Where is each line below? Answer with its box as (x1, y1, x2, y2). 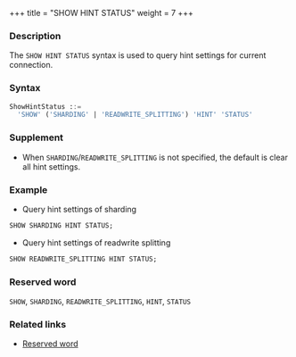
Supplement (9, 131, 64, 144)
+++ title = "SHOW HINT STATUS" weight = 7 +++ (9, 8, 194, 18)
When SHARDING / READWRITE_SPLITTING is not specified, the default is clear (21, 152, 288, 162)
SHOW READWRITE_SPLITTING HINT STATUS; (9, 254, 158, 263)
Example (9, 183, 48, 195)
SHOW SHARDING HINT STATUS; (9, 220, 114, 230)
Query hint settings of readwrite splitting (21, 237, 171, 248)
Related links (9, 318, 67, 330)
